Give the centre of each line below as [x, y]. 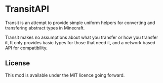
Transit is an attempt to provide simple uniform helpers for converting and [80, 23]
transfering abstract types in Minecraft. [45, 28]
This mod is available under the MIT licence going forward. [65, 75]
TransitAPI [27, 9]
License [18, 63]
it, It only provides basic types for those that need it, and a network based [80, 42]
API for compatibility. [26, 48]
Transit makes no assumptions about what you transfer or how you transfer [81, 37]
